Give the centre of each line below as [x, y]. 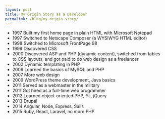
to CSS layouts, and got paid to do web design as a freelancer [75, 59]
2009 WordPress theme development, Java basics [64, 80]
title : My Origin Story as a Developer [46, 14]
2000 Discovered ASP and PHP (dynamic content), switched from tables [86, 54]
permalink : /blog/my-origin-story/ [42, 19]
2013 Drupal [25, 101]
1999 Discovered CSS [34, 49]
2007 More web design [36, 75]
